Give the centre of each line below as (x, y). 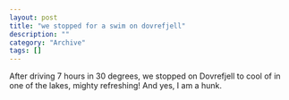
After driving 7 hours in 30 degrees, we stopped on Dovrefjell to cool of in (145, 76)
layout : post (34, 17)
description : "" (39, 34)
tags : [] (25, 51)
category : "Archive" (48, 42)
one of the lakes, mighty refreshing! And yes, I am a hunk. (115, 86)
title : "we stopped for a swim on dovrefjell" (98, 26)
